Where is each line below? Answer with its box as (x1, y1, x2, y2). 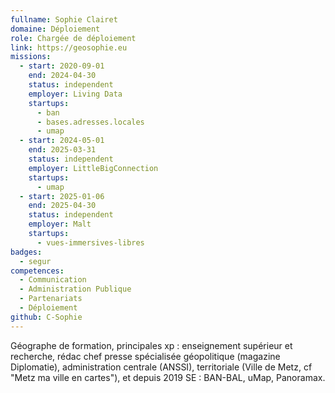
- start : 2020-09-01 (19, 61, 105, 71)
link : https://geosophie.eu (10, 42, 128, 53)
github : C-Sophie (10, 312, 83, 322)
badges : (10, 247, 43, 257)
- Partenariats (19, 294, 83, 304)
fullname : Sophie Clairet (10, 14, 118, 25)
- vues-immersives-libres (36, 237, 145, 248)
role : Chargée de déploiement (10, 33, 137, 43)
